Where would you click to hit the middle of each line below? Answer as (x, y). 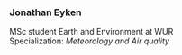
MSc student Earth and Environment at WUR (91, 32)
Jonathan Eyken (45, 12)
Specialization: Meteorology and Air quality (89, 41)
